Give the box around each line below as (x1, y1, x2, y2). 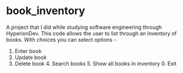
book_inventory (6, 4, 85, 18)
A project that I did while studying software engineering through (6, 24, 162, 31)
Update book (14, 54, 47, 61)
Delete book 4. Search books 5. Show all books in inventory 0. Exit (14, 60, 176, 67)
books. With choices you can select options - (6, 36, 117, 43)
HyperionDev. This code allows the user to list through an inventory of (6, 29, 177, 36)
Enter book (14, 47, 42, 54)
